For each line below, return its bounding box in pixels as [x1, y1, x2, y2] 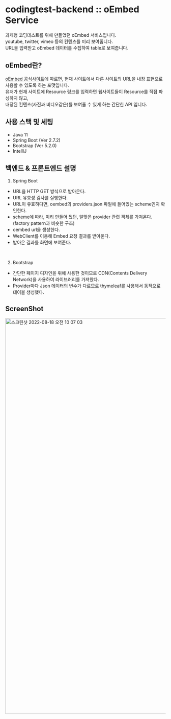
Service [5, 14, 39, 26]
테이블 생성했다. [12, 289, 44, 295]
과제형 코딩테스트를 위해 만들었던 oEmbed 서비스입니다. [5, 32, 117, 38]
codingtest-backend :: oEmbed [5, 4, 139, 15]
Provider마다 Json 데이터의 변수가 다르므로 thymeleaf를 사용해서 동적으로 [12, 283, 161, 289]
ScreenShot [5, 304, 44, 313]
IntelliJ [12, 148, 27, 154]
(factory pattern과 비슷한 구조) [12, 220, 75, 226]
